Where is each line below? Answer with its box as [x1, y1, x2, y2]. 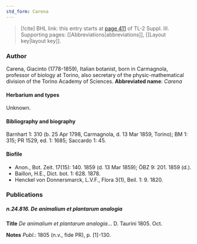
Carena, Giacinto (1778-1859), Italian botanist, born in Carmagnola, [6, 65, 168, 72]
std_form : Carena [6, 8, 49, 15]
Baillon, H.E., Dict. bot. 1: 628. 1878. [14, 170, 101, 177]
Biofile [6, 151, 22, 158]
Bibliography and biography [6, 118, 75, 125]
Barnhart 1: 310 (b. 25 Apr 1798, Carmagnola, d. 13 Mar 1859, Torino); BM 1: [6, 131, 188, 138]
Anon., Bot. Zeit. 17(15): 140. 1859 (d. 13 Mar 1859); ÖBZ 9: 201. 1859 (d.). [14, 163, 192, 171]
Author [6, 52, 27, 60]
